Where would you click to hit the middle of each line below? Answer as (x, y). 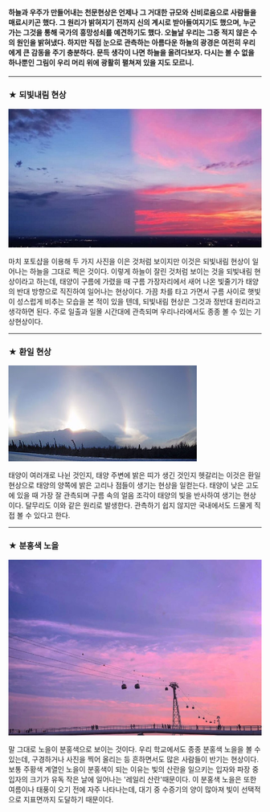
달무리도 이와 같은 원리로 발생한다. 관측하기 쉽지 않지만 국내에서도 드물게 (139, 505)
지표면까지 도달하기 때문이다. (68, 799)
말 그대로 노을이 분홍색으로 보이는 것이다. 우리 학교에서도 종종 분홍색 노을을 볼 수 (135, 749)
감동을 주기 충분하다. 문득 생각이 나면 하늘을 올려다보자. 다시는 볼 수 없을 (143, 52)
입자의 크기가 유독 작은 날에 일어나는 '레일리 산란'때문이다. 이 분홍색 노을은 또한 (133, 779)
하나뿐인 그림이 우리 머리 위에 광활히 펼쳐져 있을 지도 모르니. (101, 62)
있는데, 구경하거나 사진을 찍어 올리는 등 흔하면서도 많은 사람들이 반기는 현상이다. (134, 759)
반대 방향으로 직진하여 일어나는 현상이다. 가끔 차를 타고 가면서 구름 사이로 (131, 291)
